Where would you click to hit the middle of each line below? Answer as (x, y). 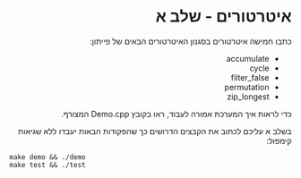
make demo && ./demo (48, 157)
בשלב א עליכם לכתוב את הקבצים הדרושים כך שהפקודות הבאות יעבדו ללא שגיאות (155, 131)
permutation (247, 87)
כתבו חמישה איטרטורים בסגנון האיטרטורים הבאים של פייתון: (190, 41)
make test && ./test (48, 165)
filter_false (250, 77)
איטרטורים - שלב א (224, 17)
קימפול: (279, 140)
